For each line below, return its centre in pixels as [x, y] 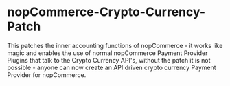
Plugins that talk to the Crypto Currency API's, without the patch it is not [109, 60]
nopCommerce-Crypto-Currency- [106, 12]
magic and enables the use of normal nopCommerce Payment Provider [107, 53]
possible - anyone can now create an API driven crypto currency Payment [112, 67]
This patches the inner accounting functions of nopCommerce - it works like [115, 45]
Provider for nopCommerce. [47, 75]
